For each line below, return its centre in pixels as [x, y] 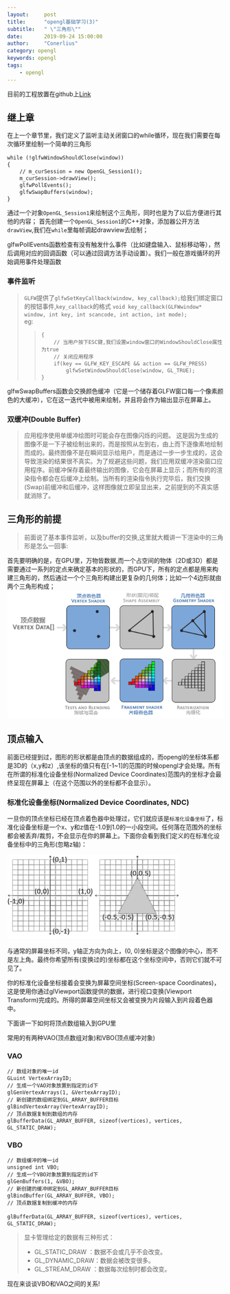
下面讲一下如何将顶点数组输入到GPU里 [62, 1023]
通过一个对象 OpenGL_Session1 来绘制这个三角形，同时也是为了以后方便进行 [112, 213]
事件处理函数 [43, 262]
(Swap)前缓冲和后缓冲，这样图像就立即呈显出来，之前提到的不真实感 [121, 487]
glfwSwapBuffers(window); [57, 193]
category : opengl [32, 51]
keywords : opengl [32, 58]
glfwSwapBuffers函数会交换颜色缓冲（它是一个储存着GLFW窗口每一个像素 [112, 391]
